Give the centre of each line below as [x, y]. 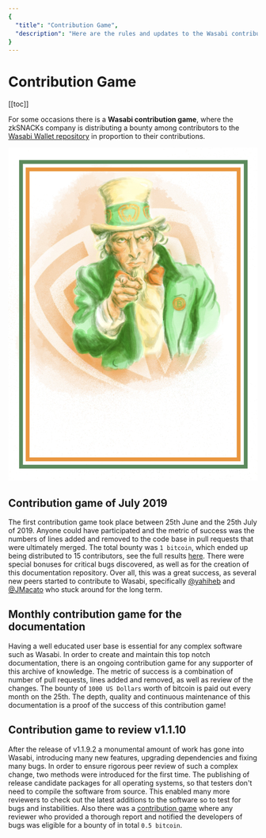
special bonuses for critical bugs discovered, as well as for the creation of [129, 564]
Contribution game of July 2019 [88, 503]
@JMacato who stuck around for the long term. [85, 590]
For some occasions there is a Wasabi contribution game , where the [121, 120]
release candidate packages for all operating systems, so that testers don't [130, 782]
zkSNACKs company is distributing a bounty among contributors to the [124, 128]
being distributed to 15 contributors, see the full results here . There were [126, 556]
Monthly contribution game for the [95, 615]
